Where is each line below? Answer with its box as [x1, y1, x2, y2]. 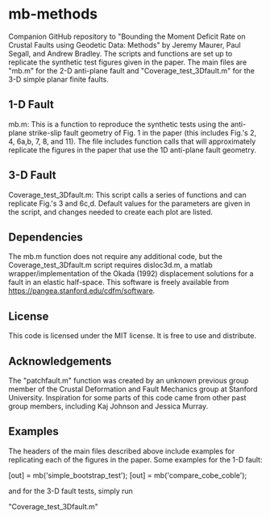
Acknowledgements [8, 354, 112, 368]
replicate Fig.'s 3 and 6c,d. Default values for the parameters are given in [8, 199, 251, 208]
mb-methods [8, 5, 98, 23]
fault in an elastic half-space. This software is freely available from [8, 278, 230, 287]
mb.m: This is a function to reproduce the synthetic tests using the [8, 119, 229, 129]
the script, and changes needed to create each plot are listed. [8, 207, 214, 216]
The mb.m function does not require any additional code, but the [8, 252, 223, 262]
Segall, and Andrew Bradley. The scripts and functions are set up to [8, 48, 233, 58]
